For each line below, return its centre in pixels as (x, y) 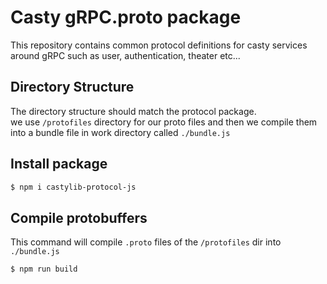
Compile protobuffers (79, 217)
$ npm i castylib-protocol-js (73, 187)
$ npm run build (44, 269)
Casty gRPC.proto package (126, 17)
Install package (59, 164)
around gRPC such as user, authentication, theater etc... (125, 55)
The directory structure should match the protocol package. (133, 111)
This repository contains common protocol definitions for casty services (159, 45)
